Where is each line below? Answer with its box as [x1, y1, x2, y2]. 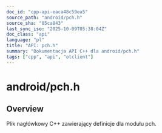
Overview [6, 104, 44, 114]
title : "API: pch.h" [6, 43, 59, 49]
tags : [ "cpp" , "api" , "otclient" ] [6, 54, 94, 60]
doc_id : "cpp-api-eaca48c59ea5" [6, 8, 88, 15]
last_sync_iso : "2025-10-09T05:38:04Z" [6, 25, 107, 32]
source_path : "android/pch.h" [6, 15, 83, 21]
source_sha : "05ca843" [6, 20, 64, 26]
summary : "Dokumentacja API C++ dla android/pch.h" [6, 48, 140, 54]
